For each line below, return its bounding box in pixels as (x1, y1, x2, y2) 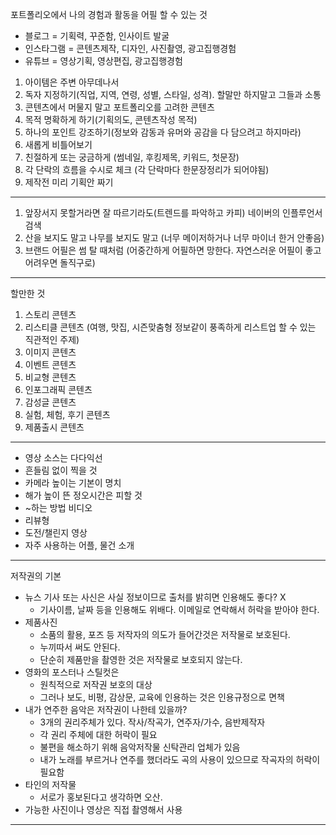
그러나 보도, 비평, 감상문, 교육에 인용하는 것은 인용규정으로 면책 (39, 691, 285, 703)
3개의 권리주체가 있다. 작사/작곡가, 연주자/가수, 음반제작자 (39, 716, 266, 728)
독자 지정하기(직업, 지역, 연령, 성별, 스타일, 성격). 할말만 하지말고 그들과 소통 (24, 89, 322, 100)
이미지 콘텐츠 (24, 346, 77, 358)
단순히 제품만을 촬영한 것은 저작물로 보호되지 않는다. (39, 654, 243, 665)
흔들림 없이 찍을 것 (24, 464, 98, 476)
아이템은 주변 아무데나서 (24, 76, 120, 88)
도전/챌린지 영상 (24, 527, 88, 538)
